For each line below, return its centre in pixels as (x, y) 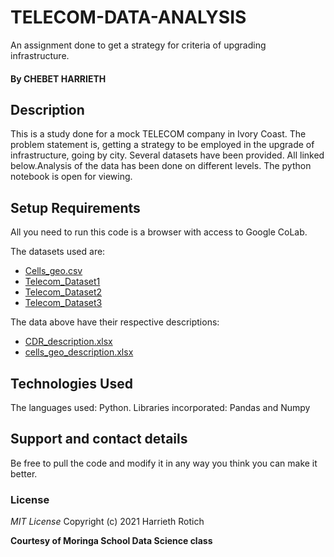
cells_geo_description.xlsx (79, 352)
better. (24, 473)
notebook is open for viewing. (71, 177)
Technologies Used (71, 383)
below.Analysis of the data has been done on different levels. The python (161, 166)
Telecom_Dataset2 (63, 292)
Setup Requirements (75, 207)
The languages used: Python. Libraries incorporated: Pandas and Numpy (160, 407)
